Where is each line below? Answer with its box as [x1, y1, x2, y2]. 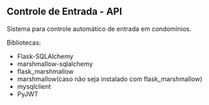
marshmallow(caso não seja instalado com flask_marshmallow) [16, 74, 203, 83]
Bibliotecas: [6, 38, 41, 47]
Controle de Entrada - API [6, 6, 123, 18]
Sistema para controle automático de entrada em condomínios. [6, 24, 192, 33]
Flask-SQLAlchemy [16, 52, 74, 60]
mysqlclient [16, 82, 51, 91]
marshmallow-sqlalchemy [16, 60, 93, 68]
